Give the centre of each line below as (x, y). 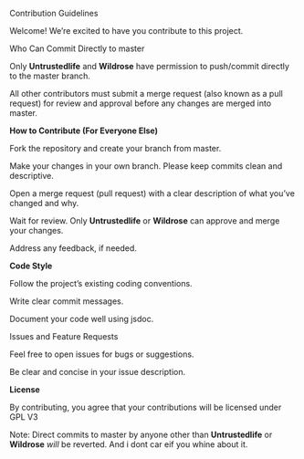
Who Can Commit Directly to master (77, 48)
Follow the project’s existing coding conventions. (101, 283)
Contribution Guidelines (54, 13)
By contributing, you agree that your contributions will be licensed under (146, 407)
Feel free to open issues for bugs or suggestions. (102, 354)
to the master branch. (50, 76)
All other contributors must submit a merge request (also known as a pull (146, 94)
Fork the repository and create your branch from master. (115, 148)
